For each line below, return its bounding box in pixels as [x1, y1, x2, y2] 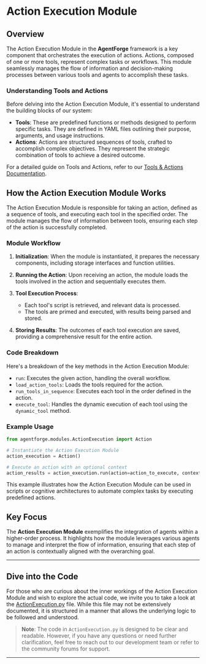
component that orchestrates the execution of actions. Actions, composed [6, 52, 194, 59]
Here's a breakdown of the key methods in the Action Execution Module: [6, 362, 189, 370]
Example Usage [6, 422, 54, 431]
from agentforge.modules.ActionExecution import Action [6, 436, 152, 442]
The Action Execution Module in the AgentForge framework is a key [6, 45, 178, 52]
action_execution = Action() [6, 453, 81, 459]
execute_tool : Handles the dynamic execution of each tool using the [15, 400, 188, 408]
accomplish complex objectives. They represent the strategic [15, 145, 170, 152]
